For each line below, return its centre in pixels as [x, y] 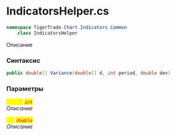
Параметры [25, 88]
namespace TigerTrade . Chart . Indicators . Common [67, 27]
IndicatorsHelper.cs [58, 11]
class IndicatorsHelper [48, 33]
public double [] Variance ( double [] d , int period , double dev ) [89, 73]
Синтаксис [24, 60]
